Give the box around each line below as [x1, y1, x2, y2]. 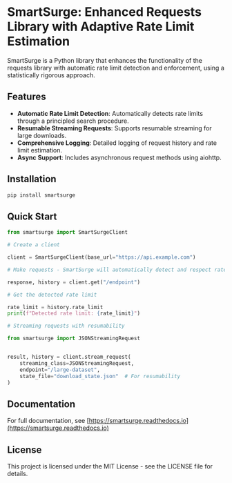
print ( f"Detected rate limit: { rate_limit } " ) [7, 310, 140, 317]
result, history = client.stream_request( [7, 353, 131, 360]
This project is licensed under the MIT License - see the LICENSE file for [7, 462, 213, 470]
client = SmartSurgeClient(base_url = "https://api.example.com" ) [7, 254, 196, 261]
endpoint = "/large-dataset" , [19, 366, 100, 373]
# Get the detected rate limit [7, 291, 97, 298]
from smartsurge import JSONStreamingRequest [7, 335, 140, 342]
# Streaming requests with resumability [7, 322, 126, 330]
